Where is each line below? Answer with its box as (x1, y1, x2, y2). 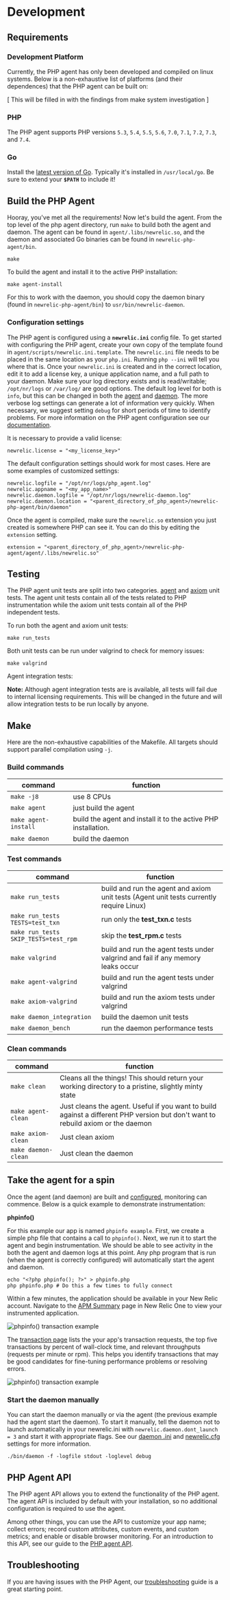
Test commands (7, 855, 62, 864)
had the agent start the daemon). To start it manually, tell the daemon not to (7, 1418, 220, 1426)
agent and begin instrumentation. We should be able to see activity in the (7, 1241, 214, 1249)
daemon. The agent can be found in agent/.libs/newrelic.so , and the (7, 228, 205, 237)
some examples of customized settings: (7, 466, 120, 475)
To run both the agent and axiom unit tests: (7, 621, 129, 630)
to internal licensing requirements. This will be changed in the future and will (7, 693, 222, 701)
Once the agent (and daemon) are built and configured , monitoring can (7, 1193, 207, 1201)
